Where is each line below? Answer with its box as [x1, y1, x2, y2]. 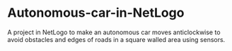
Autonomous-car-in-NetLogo [7, 5, 185, 21]
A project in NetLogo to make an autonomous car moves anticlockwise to [7, 28, 221, 36]
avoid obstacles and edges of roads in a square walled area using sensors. [7, 35, 226, 43]
